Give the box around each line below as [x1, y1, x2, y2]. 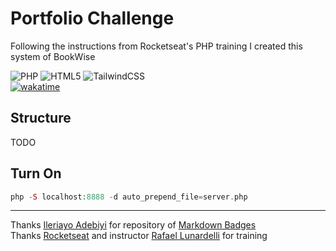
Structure [10, 110, 72, 127]
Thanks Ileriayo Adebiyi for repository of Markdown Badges [10, 219, 257, 231]
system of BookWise [10, 50, 96, 62]
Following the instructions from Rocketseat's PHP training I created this [10, 40, 303, 52]
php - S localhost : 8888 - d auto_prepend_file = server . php [10, 192, 248, 202]
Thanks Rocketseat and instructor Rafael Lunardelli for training [10, 230, 268, 242]
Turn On [10, 165, 62, 182]
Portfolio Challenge [10, 7, 175, 30]
